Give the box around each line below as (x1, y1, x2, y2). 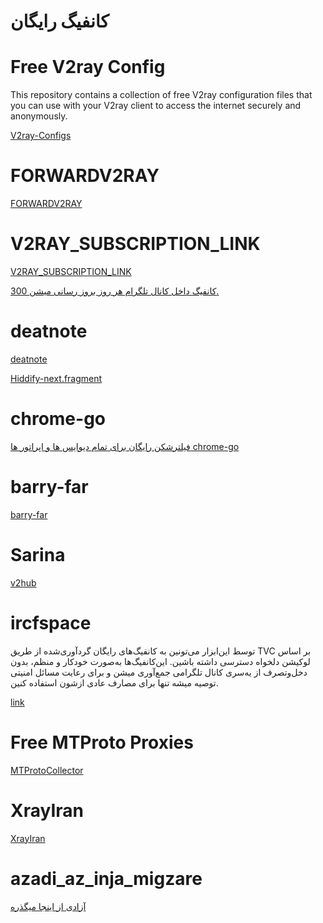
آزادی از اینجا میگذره (10, 900, 87, 912)
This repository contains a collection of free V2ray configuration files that (10, 89, 313, 101)
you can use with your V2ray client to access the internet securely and (10, 100, 302, 112)
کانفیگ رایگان (10, 10, 110, 33)
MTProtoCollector (10, 764, 84, 776)
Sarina (10, 544, 66, 566)
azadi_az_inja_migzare (10, 867, 203, 890)
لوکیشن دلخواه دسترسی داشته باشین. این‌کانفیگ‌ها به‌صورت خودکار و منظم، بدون (10, 655, 311, 667)
